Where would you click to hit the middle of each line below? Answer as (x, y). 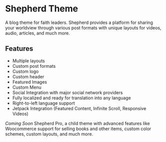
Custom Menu (27, 87)
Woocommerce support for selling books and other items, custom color (78, 129)
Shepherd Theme (42, 9)
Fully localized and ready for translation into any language (72, 98)
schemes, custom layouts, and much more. (49, 134)
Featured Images (30, 82)
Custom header (28, 76)
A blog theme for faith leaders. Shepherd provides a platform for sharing (79, 22)
